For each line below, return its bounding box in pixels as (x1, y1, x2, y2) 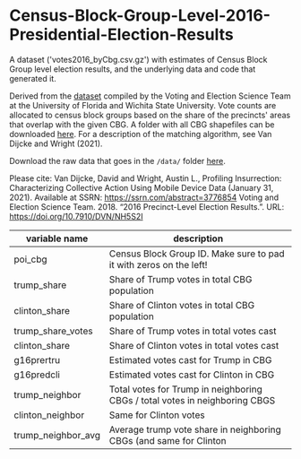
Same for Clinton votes (108, 409, 205, 421)
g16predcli (13, 368, 61, 381)
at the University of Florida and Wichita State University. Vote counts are (9, 100, 277, 110)
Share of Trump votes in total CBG (108, 273, 253, 285)
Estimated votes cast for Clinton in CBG (108, 368, 275, 381)
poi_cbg (13, 253, 47, 265)
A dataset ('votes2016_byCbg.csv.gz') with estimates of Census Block (9, 54, 268, 65)
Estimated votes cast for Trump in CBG (108, 353, 272, 366)
